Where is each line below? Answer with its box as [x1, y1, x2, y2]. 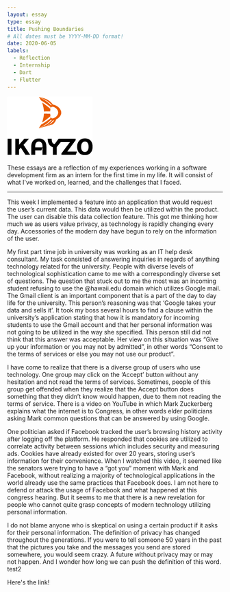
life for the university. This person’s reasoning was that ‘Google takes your [7, 299, 216, 307]
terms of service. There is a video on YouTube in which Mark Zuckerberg [7, 399, 214, 408]
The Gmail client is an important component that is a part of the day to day [7, 291, 217, 299]
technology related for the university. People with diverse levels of [7, 262, 194, 271]
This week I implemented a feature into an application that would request [7, 198, 213, 206]
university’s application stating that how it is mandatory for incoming [7, 313, 200, 321]
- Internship [13, 62, 51, 69]
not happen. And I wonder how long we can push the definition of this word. [7, 557, 222, 566]
